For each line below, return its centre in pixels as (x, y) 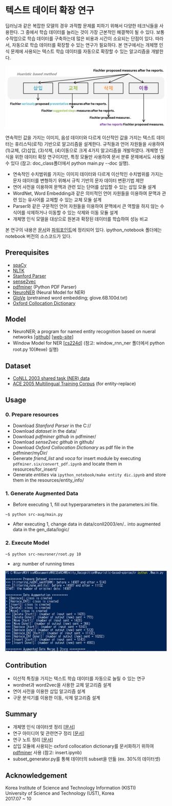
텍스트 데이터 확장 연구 (50, 11)
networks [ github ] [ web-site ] (43, 337)
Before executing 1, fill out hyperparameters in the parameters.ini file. (85, 505)
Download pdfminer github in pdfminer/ (54, 436)
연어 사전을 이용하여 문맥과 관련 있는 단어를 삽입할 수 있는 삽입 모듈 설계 (84, 187)
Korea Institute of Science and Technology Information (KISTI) (71, 788)
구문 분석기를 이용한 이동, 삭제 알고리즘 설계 (57, 697)
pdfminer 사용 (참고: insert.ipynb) (47, 753)
